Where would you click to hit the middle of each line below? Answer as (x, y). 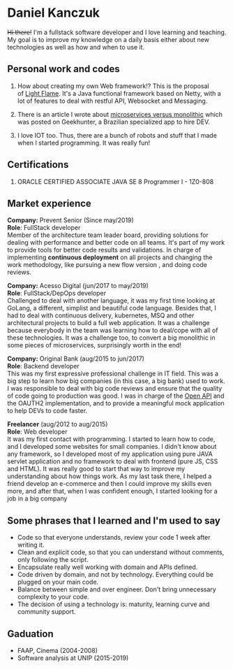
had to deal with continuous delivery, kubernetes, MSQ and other (101, 315)
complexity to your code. (53, 597)
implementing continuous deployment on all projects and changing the (110, 257)
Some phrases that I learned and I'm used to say (114, 520)
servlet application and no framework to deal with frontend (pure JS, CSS (113, 461)
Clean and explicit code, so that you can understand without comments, (121, 552)
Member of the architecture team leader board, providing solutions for (108, 235)
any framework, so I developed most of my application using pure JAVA (110, 454)
